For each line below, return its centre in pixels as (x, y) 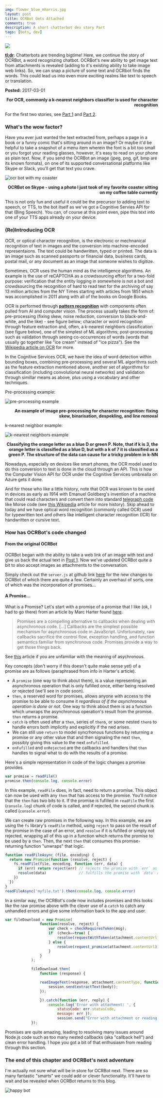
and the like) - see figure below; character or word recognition (81, 321)
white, (11, 321)
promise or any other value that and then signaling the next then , (77, 737)
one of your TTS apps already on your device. (51, 217)
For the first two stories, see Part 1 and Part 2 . (51, 114)
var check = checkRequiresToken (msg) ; (88, 929)
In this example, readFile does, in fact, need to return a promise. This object (81, 790)
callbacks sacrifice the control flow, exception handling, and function (86, 637)
